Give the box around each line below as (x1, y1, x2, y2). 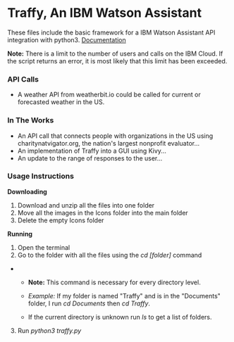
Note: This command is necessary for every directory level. (27, 278, 201, 286)
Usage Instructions (7, 171, 74, 181)
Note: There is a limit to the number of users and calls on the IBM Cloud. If (7, 49, 223, 58)
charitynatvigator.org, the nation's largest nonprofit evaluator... (17, 139, 200, 147)
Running (7, 229, 33, 238)
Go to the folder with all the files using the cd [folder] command (17, 251, 202, 259)
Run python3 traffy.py (17, 326, 82, 335)
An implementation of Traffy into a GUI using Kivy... (17, 146, 167, 155)
